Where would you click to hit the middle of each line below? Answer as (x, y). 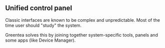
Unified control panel (39, 8)
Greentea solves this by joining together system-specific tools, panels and (82, 35)
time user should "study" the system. (43, 25)
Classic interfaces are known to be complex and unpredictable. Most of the (82, 20)
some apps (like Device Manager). (40, 40)
